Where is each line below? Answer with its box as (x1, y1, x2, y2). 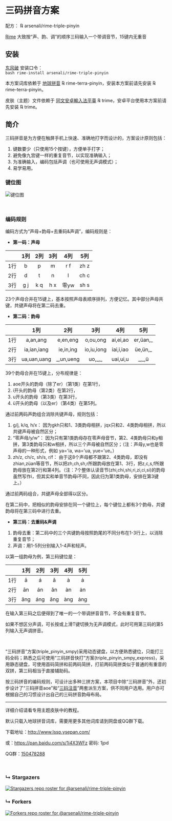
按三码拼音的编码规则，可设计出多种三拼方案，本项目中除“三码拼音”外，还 (5, 678, 162, 685)
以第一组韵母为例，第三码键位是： (5, 554, 77, 560)
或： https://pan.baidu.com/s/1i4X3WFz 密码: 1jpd (5, 740, 109, 746)
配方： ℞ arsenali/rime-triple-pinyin (5, 23, 80, 29)
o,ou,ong (84, 337, 106, 344)
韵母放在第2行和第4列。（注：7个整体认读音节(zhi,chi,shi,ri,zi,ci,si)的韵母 (12, 467, 165, 473)
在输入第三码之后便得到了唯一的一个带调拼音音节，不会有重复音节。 (5, 610, 149, 616)
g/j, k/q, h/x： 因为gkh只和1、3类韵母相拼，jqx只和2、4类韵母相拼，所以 (12, 422, 166, 428)
